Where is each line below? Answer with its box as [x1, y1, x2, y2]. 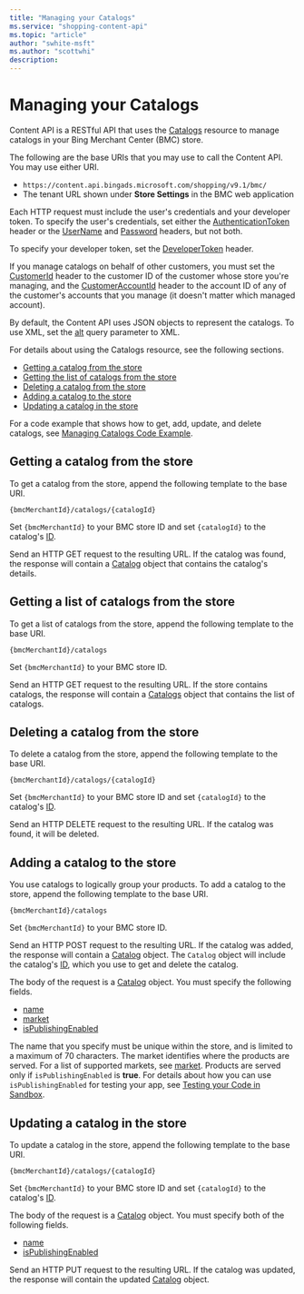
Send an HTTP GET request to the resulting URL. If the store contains [9, 678, 269, 690]
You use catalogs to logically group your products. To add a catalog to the [9, 879, 286, 890]
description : [9, 55, 59, 64]
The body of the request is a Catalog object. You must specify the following [9, 977, 292, 988]
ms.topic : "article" [9, 30, 88, 39]
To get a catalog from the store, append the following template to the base [9, 478, 288, 489]
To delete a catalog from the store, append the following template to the [9, 748, 279, 759]
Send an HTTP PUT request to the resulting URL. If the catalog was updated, [9, 1264, 296, 1275]
